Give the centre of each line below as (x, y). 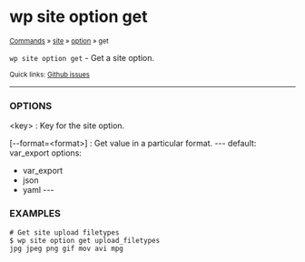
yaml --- (38, 190)
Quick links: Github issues (50, 75)
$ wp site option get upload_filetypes (85, 240)
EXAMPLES (35, 214)
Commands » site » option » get (59, 41)
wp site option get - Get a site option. (82, 57)
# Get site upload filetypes (64, 232)
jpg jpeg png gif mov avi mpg (67, 248)
